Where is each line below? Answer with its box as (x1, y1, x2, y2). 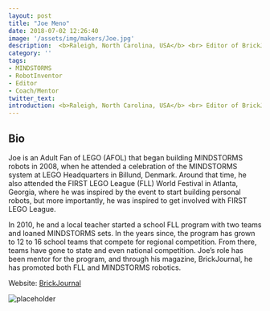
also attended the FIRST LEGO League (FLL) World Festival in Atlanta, (8, 178, 239, 188)
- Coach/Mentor (8, 86, 59, 95)
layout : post (8, 11, 52, 20)
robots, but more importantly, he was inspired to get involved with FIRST (8, 195, 247, 205)
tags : (8, 57, 27, 65)
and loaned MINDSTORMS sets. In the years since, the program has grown (8, 228, 256, 238)
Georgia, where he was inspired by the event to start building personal (8, 187, 241, 197)
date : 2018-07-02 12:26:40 (8, 27, 99, 35)
